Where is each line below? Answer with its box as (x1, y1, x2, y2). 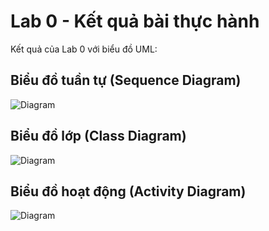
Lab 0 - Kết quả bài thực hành (10, 10, 260, 33)
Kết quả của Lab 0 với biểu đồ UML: (10, 43, 158, 55)
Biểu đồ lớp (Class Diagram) (10, 128, 187, 145)
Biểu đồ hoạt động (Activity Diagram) (10, 183, 247, 200)
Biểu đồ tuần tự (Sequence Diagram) (10, 72, 242, 89)
